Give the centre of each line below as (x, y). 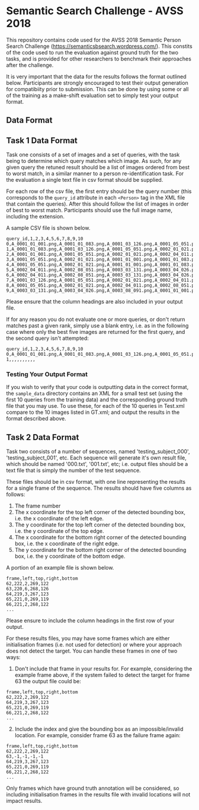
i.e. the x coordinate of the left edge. (59, 519)
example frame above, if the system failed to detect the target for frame (102, 675)
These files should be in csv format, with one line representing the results (96, 482)
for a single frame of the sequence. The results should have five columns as (99, 488)
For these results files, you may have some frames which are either (88, 638)
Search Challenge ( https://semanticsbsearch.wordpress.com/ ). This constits (99, 46)
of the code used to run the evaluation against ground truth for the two (92, 52)
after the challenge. (30, 65)
